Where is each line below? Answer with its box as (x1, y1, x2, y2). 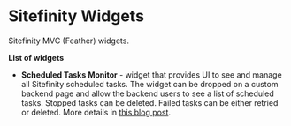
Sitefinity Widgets (8, 6, 145, 26)
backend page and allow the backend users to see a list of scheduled (20, 88, 275, 99)
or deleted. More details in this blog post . (20, 107, 172, 117)
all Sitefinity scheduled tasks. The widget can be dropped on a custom (20, 78, 279, 89)
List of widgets (8, 52, 65, 63)
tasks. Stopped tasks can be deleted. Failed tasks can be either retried (20, 97, 279, 107)
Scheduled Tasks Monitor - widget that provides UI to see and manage (20, 69, 282, 80)
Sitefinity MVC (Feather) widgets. (8, 35, 130, 46)
